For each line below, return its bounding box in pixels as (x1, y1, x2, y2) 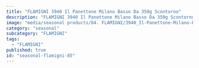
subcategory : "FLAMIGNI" (6, 31, 68, 37)
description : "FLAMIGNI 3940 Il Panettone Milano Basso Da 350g (6, 14, 168, 20)
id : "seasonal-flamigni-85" (6, 53, 76, 59)
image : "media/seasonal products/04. (6, 20, 99, 25)
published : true (6, 47, 46, 53)
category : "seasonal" (6, 25, 60, 31)
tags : (6, 36, 20, 42)
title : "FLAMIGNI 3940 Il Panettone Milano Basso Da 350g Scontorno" (6, 8, 182, 15)
